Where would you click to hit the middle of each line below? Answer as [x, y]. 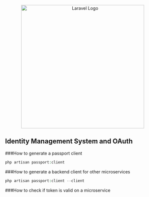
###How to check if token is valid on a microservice [58, 190]
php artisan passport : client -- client [45, 181]
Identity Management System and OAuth [69, 141]
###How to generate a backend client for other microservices [68, 172]
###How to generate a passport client [44, 153]
